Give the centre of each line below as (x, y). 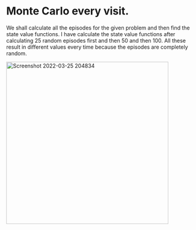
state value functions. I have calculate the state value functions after (91, 34)
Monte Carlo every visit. (68, 11)
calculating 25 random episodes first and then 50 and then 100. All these (96, 40)
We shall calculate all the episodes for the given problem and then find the (98, 28)
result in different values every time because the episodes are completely (97, 47)
